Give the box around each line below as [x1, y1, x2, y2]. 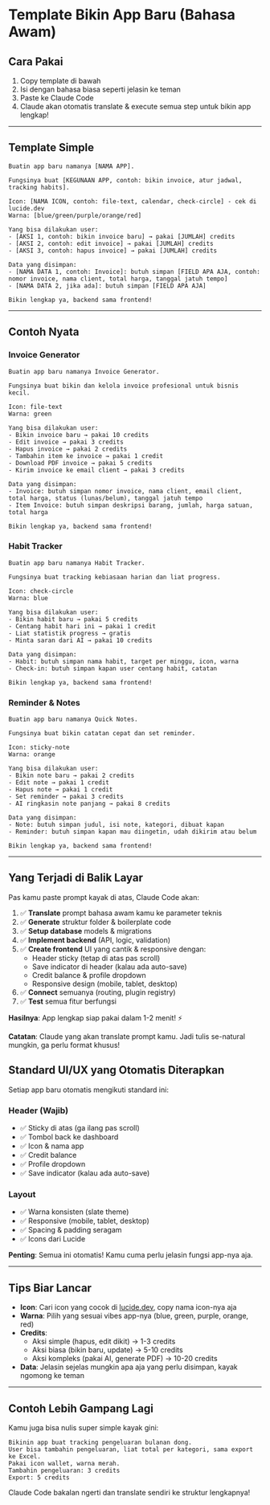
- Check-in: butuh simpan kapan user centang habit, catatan [8, 665, 218, 673]
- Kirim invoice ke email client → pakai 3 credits [8, 466, 185, 474]
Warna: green [8, 410, 52, 418]
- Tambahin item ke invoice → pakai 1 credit [8, 452, 163, 460]
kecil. [8, 388, 31, 397]
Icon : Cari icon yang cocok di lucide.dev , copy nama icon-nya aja [19, 1303, 237, 1312]
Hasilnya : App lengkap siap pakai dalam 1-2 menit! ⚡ [8, 1012, 183, 1022]
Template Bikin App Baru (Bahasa [8, 6, 235, 24]
